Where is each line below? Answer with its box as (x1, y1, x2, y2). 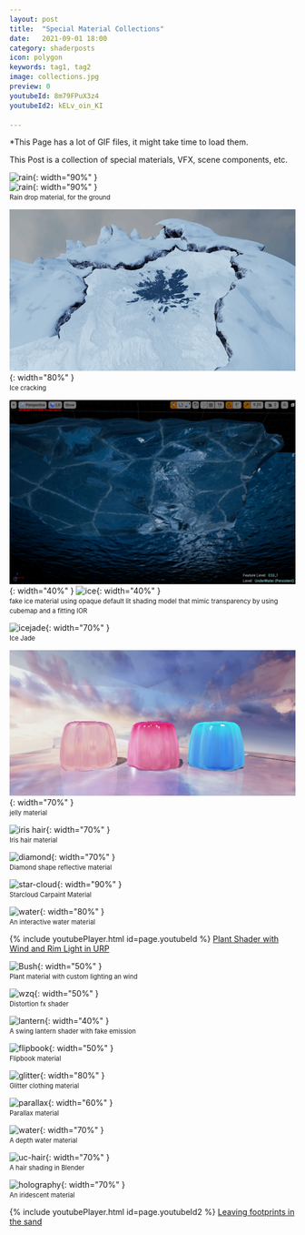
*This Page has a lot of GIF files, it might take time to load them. (9, 137, 249, 147)
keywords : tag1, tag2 (9, 63, 92, 72)
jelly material (9, 808, 48, 817)
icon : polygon (9, 53, 64, 63)
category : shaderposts (9, 44, 95, 53)
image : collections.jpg (9, 73, 100, 82)
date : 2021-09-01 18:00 (9, 34, 107, 43)
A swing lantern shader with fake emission (9, 1027, 136, 1036)
